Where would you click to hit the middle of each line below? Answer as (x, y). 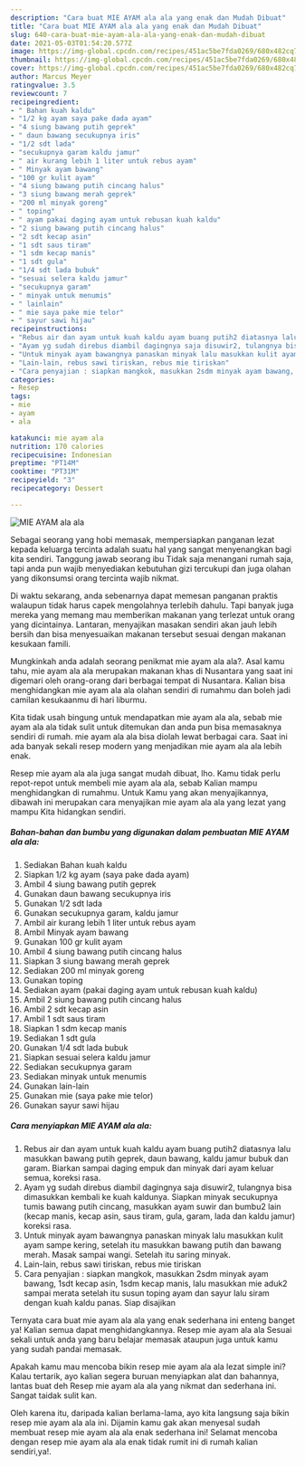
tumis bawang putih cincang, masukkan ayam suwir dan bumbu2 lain (152, 1206)
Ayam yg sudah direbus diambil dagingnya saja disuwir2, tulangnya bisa (157, 1187)
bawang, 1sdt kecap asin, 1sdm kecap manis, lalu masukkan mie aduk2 (155, 1283)
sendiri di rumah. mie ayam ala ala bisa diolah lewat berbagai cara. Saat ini (149, 736)
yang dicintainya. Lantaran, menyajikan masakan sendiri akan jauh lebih (144, 624)
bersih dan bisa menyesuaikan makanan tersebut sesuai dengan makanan (148, 633)
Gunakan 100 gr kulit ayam (73, 941)
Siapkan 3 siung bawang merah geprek (96, 961)
